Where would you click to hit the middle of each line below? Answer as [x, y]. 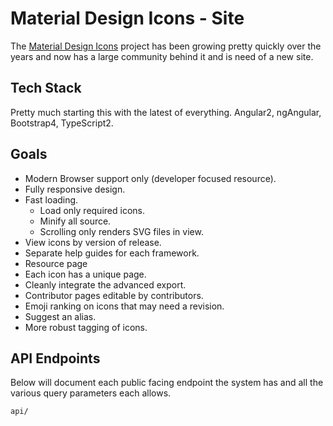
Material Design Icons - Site [127, 18]
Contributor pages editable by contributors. [114, 295]
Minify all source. [75, 221]
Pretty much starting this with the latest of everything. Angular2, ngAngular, [166, 112]
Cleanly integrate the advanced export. [105, 284]
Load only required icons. [92, 210]
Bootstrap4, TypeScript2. [62, 123]
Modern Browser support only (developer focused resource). [150, 178]
